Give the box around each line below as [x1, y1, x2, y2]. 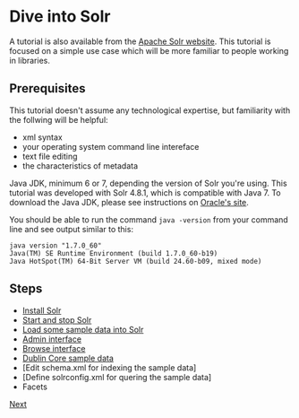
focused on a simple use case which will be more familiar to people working [9, 45, 289, 56]
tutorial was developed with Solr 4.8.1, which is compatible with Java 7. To [9, 187, 282, 198]
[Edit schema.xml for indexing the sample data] [21, 361, 197, 373]
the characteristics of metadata [21, 160, 139, 171]
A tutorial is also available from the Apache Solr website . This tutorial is [9, 36, 271, 47]
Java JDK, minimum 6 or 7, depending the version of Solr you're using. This [9, 178, 288, 188]
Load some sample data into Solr [21, 324, 144, 335]
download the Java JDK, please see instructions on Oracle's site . [9, 196, 249, 207]
